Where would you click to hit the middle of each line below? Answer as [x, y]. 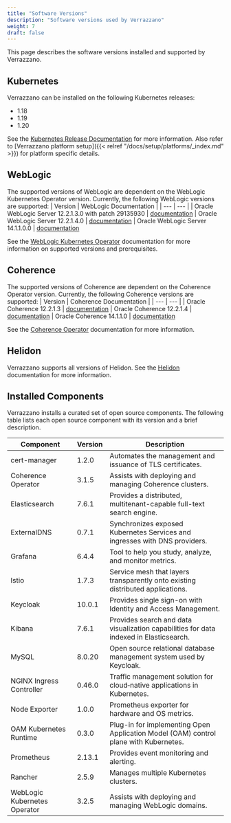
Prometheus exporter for [149, 705]
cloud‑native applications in [154, 686]
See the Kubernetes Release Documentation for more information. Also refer [115, 139]
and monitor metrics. [143, 561]
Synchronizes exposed [146, 524]
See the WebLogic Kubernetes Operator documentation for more [99, 241]
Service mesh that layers [150, 572]
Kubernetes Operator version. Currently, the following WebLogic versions [111, 199]
